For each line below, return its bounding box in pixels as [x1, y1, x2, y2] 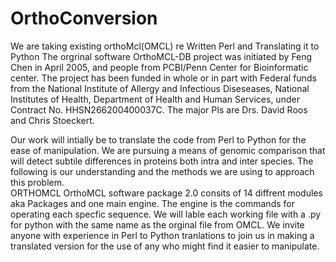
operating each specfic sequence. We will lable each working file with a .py [10, 208, 322, 220]
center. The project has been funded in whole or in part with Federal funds [10, 72, 317, 84]
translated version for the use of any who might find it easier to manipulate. [10, 240, 320, 252]
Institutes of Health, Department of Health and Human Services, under [10, 93, 300, 105]
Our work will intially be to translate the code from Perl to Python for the [10, 133, 307, 146]
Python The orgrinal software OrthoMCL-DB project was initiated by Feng [10, 50, 313, 62]
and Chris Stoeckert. [10, 114, 95, 126]
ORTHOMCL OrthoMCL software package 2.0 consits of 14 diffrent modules [10, 187, 323, 199]
